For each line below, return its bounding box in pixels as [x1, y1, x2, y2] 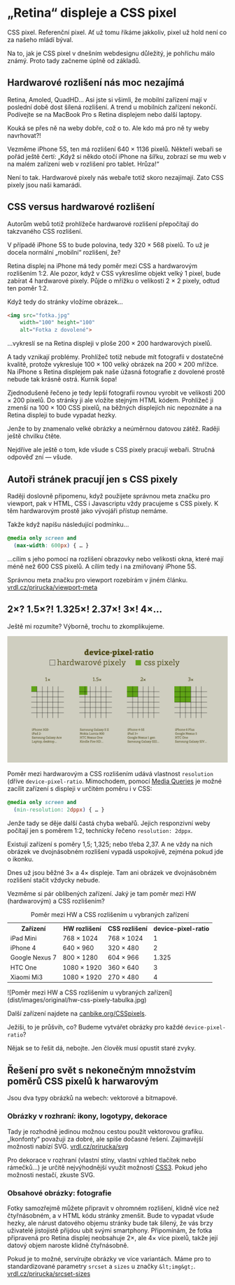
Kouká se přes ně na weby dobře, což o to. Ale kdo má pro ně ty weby [7, 124, 210, 132]
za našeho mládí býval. [7, 35, 73, 43]
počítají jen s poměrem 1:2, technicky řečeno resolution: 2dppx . [7, 826, 193, 834]
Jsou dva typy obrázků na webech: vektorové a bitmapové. [7, 1094, 178, 1102]
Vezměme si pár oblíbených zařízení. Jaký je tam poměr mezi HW [7, 889, 197, 897]
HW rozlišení [62, 924, 101, 932]
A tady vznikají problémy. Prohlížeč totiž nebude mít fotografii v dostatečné [7, 353, 224, 361]
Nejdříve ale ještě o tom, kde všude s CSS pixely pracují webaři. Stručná [7, 446, 215, 454]
